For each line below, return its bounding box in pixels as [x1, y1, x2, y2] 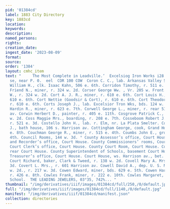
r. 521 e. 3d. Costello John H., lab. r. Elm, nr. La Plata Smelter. [10, 120, 159, 126]
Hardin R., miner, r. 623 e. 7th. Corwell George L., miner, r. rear [10, 107, 159, 112]
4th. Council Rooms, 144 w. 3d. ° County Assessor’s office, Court [10, 135, 155, 140]
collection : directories [5, 196, 58, 201]
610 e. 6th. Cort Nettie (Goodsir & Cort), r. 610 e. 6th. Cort [10, 97, 148, 102]
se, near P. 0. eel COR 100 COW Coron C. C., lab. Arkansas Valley [10, 78, 162, 83]
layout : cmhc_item [5, 69, 44, 74]
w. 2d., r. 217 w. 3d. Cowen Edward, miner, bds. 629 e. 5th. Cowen [10, 168, 157, 173]
